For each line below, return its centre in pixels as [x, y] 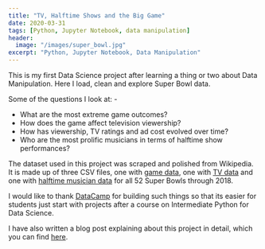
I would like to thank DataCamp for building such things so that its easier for [132, 196]
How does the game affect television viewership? [100, 123]
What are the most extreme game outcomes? [94, 115]
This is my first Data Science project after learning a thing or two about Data [133, 75]
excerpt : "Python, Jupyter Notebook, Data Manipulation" [105, 53]
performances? [45, 148]
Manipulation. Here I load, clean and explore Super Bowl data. [109, 84]
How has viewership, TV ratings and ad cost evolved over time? [124, 131]
